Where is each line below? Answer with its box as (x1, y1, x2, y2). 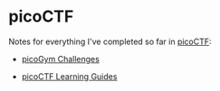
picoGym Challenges (21, 53, 100, 64)
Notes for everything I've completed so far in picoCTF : (8, 36, 212, 47)
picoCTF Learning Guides (21, 70, 118, 82)
